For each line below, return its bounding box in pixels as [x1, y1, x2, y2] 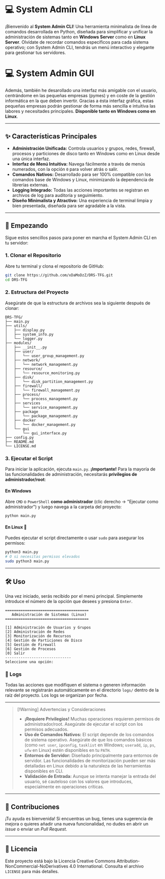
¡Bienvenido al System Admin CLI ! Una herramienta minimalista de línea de [5, 23, 157, 29]
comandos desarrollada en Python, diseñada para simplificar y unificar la [5, 28, 153, 34]
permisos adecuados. [24, 726, 69, 732]
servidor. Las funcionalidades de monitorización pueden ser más [24, 758, 156, 764]
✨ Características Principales [5, 132, 97, 140]
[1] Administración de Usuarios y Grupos [5, 625, 91, 630]
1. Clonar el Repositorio [5, 252, 61, 259]
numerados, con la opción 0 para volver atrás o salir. [12, 166, 118, 172]
